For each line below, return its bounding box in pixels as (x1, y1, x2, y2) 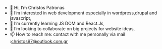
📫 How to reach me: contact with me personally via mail (9, 31, 125, 37)
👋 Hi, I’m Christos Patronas (9, 5, 65, 10)
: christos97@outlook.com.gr (9, 39, 68, 44)
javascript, (9, 15, 31, 21)
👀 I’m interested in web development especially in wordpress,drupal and (9, 10, 157, 16)
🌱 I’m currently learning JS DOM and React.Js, (9, 20, 105, 26)
